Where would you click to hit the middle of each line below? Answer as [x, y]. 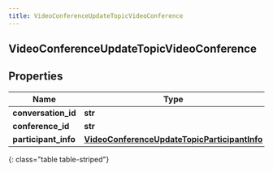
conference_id [41, 126]
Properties [36, 77]
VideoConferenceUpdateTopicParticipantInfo [173, 139]
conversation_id [44, 113]
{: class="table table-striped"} [59, 159]
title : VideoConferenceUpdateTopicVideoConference [96, 16]
